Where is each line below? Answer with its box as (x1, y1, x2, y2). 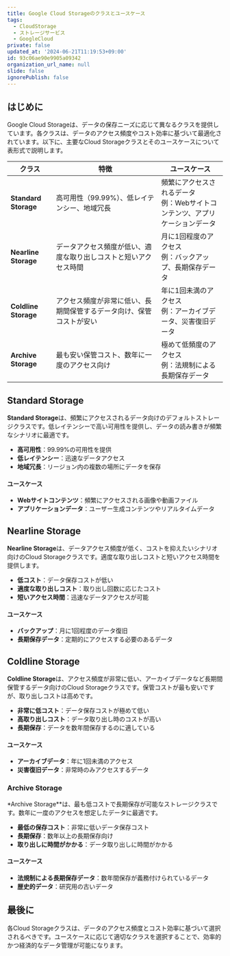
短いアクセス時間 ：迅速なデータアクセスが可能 (16, 593, 149, 602)
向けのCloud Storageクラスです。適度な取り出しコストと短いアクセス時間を (7, 553, 221, 561)
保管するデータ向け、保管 (69, 306, 152, 316)
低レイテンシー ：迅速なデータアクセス (16, 454, 125, 462)
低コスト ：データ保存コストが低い (16, 576, 114, 584)
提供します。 (7, 561, 43, 570)
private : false (7, 42, 51, 49)
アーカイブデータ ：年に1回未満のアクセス (16, 757, 133, 766)
